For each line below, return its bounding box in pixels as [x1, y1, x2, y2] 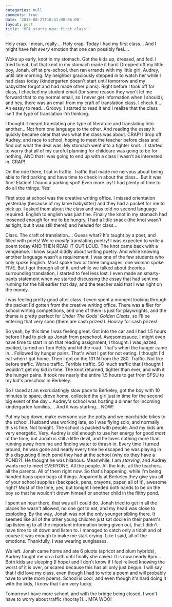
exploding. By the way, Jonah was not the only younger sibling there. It [5, 511, 156, 517]
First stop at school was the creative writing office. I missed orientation [5, 195, 156, 201]
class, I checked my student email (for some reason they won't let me [5, 89, 152, 95]
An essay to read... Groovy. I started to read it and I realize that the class [5, 105, 158, 111]
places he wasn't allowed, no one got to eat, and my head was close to [5, 505, 156, 512]
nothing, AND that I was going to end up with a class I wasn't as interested [5, 153, 163, 160]
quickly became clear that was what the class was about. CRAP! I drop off [5, 131, 162, 138]
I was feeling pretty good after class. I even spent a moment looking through [5, 297, 167, 303]
